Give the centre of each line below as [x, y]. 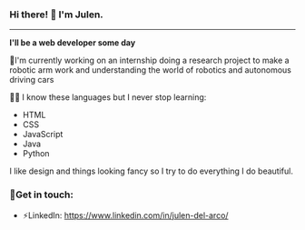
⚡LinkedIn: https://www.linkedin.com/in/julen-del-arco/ [125, 215]
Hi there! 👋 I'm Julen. [57, 15]
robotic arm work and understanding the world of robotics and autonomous [151, 70]
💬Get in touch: [42, 195]
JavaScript [43, 135]
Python [36, 154]
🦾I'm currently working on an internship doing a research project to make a [149, 60]
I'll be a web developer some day [73, 43]
